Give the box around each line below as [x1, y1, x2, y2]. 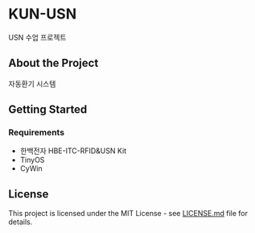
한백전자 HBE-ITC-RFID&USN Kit [19, 146, 127, 156]
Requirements [8, 127, 65, 138]
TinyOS [19, 155, 45, 165]
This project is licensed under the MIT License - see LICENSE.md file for [8, 209, 248, 218]
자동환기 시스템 [8, 78, 56, 89]
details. [8, 217, 33, 227]
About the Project [8, 56, 99, 70]
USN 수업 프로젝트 [8, 32, 67, 42]
